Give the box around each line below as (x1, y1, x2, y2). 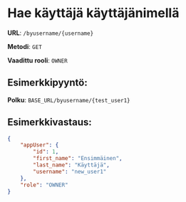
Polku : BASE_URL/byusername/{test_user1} (7, 95, 130, 104)
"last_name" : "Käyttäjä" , (33, 161, 110, 169)
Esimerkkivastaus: (7, 116, 92, 129)
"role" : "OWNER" (20, 181, 69, 188)
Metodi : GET (7, 42, 43, 51)
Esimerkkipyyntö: (7, 77, 88, 89)
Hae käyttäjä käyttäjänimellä (7, 5, 180, 21)
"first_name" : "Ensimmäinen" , (33, 155, 123, 162)
